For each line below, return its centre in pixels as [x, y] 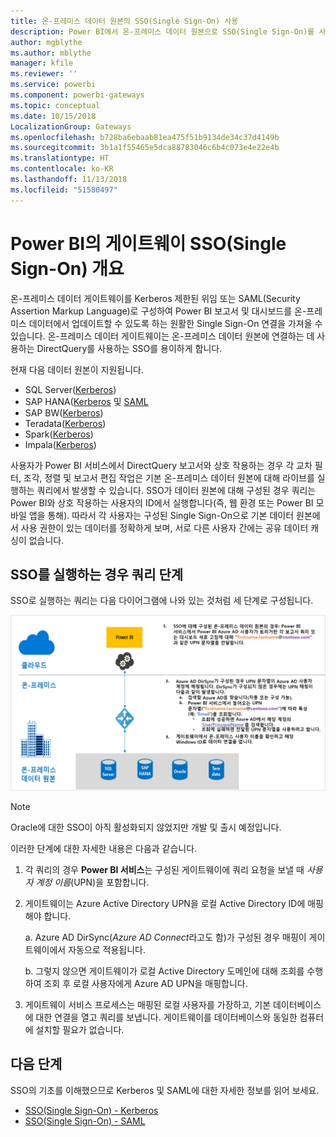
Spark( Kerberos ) [59, 434]
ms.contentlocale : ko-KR [62, 169]
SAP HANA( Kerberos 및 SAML [86, 401]
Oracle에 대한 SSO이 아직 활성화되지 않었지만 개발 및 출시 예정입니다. [146, 827]
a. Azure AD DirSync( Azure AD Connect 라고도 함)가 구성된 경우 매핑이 [165, 937]
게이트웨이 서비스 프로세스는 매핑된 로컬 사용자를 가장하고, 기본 [148, 1004]
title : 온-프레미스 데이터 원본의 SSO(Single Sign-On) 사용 [124, 21]
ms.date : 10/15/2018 [53, 116]
